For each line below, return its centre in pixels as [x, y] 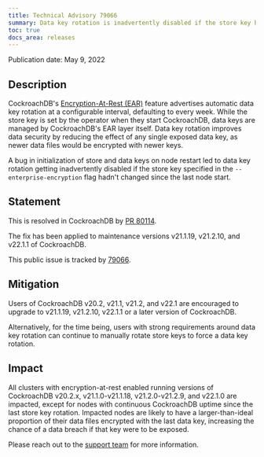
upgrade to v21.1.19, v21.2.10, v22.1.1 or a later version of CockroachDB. [123, 311]
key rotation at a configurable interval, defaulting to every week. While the [128, 112]
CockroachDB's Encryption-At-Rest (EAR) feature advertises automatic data [131, 104]
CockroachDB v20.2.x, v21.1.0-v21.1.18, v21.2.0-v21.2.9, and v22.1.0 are [123, 396]
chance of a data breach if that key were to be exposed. [99, 429]
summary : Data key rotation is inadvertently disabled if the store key [130, 23]
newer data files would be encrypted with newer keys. [95, 146]
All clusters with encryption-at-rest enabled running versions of [111, 387]
